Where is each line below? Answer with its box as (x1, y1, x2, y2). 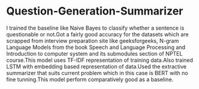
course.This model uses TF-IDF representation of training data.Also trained (6, 56, 194, 64)
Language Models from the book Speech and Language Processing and (6, 44, 186, 51)
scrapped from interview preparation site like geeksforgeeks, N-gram (6, 37, 180, 44)
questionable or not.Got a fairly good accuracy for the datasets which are (6, 30, 189, 38)
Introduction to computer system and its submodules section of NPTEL (6, 50, 183, 57)
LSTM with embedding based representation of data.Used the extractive (6, 62, 187, 70)
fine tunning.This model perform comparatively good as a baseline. (6, 76, 174, 83)
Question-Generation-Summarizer (6, 4, 183, 18)
